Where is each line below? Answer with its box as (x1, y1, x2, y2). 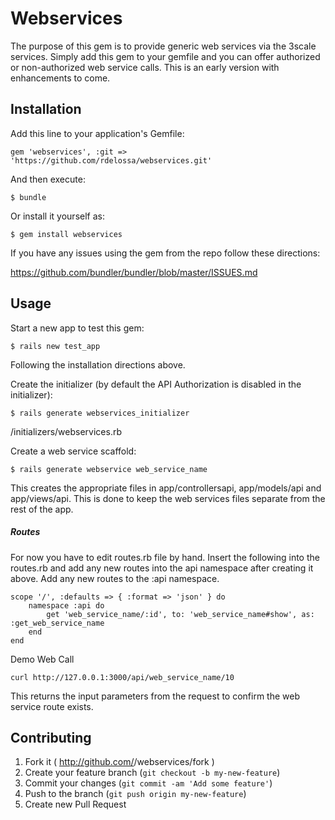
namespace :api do (28, 600, 105, 611)
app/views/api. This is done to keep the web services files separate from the (10, 492, 326, 504)
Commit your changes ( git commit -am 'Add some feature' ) (24, 777, 273, 789)
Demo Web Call (10, 653, 75, 665)
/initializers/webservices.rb (10, 425, 122, 437)
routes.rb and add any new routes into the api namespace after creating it (10, 562, 314, 574)
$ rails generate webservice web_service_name (10, 464, 208, 474)
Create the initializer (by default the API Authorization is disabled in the (10, 378, 302, 390)
